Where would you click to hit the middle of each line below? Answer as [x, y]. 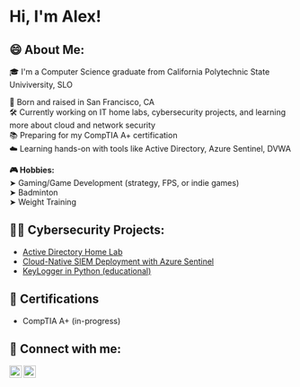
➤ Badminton [34, 192]
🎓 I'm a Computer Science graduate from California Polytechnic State [140, 72]
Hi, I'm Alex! [55, 17]
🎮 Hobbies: [32, 170]
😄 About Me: [47, 50]
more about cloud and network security [82, 125]
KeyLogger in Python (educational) [87, 270]
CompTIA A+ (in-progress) [71, 321]
